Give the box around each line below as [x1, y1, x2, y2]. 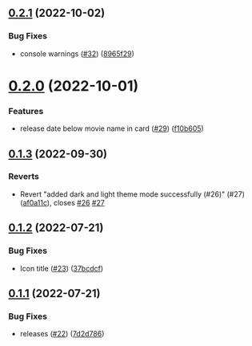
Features [8, 105, 44, 116]
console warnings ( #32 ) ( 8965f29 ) [19, 48, 134, 59]
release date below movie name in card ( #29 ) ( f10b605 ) [19, 124, 204, 133]
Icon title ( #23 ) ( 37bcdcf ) [19, 263, 104, 273]
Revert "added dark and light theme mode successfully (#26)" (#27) [19, 189, 246, 199]
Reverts [8, 171, 40, 182]
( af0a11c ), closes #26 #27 [19, 197, 106, 207]
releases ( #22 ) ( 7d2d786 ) [19, 329, 105, 339]
